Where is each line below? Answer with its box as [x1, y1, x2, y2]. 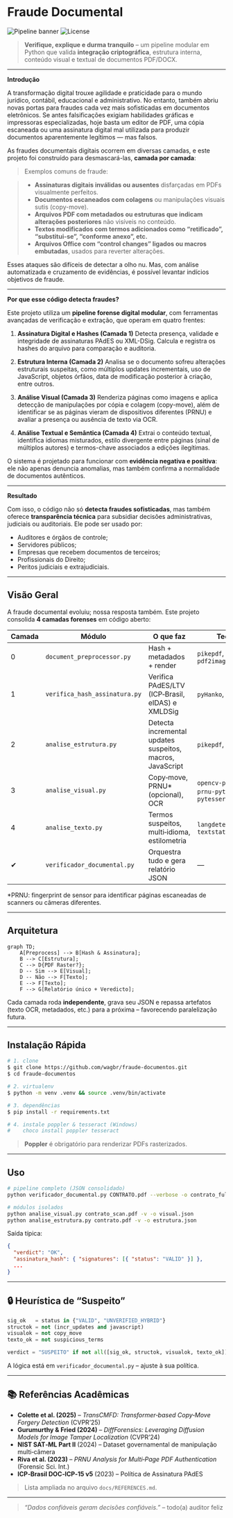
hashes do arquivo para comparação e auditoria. [17, 344, 157, 352]
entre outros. [17, 379, 55, 388]
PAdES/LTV [148, 681, 185, 690]
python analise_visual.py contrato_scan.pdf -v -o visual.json [7, 1210, 194, 1218]
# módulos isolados [7, 1204, 64, 1211]
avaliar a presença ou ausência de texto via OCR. [17, 415, 158, 423]
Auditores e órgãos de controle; [17, 533, 108, 541]
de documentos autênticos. [7, 471, 85, 479]
